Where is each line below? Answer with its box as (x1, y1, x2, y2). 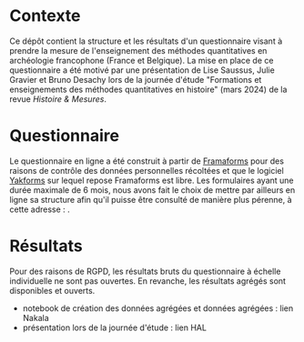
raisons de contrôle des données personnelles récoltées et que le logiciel (9, 165, 284, 176)
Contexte (9, 5, 81, 26)
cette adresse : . (9, 204, 70, 215)
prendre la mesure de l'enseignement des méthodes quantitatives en (9, 45, 268, 55)
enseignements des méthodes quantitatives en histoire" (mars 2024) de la (9, 84, 288, 95)
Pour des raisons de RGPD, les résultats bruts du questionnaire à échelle (9, 266, 281, 277)
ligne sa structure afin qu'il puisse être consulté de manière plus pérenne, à (9, 194, 293, 205)
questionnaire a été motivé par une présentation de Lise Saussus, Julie (9, 65, 275, 75)
